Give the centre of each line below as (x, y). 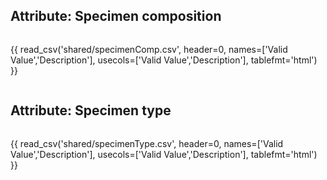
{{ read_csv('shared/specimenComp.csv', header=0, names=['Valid (149, 49)
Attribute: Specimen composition (116, 16)
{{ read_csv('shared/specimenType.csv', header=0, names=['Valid (147, 143)
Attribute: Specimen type (91, 110)
